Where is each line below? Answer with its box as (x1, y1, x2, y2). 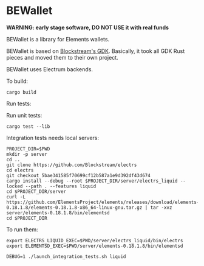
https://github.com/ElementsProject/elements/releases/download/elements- (6, 199, 200, 205)
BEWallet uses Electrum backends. (6, 65, 93, 73)
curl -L (6, 194, 26, 200)
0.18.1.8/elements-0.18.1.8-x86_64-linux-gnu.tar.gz (6, 205, 143, 211)
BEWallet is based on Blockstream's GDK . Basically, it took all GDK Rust (6, 47, 185, 55)
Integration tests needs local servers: (6, 134, 99, 141)
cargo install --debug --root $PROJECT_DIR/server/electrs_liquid (6, 178, 178, 184)
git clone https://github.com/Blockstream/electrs (6, 162, 137, 168)
